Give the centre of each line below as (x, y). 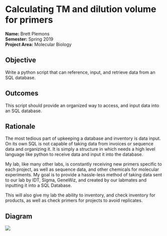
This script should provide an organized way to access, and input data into (82, 105)
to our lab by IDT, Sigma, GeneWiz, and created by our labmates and (76, 180)
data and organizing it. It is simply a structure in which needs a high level (80, 149)
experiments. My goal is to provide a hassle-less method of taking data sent (83, 175)
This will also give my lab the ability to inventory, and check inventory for (80, 195)
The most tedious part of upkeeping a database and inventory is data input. (83, 138)
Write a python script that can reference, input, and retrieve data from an (80, 72)
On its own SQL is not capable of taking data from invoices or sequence (79, 144)
